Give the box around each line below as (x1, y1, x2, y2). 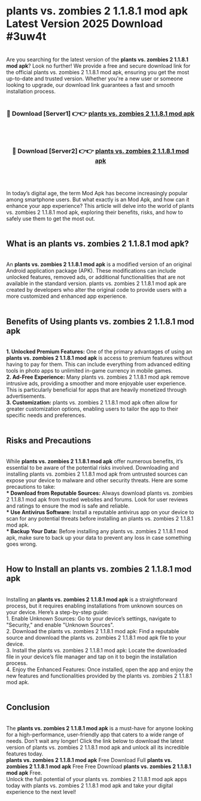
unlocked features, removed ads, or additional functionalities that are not (6, 274, 185, 281)
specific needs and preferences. (6, 412, 86, 419)
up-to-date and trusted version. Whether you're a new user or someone (6, 75, 184, 82)
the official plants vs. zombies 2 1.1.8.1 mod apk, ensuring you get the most (6, 68, 190, 75)
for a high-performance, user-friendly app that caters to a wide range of (6, 731, 184, 738)
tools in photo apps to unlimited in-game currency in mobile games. (6, 367, 173, 374)
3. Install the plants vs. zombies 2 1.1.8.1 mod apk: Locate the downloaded (6, 646, 187, 654)
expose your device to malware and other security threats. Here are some (6, 476, 188, 483)
